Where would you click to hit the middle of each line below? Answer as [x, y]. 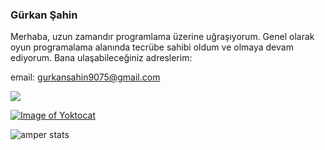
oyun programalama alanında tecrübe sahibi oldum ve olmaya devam [152, 47]
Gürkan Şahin [44, 15]
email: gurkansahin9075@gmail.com [85, 77]
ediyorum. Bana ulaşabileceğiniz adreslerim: [101, 58]
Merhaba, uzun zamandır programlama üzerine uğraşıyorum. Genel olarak [162, 37]
